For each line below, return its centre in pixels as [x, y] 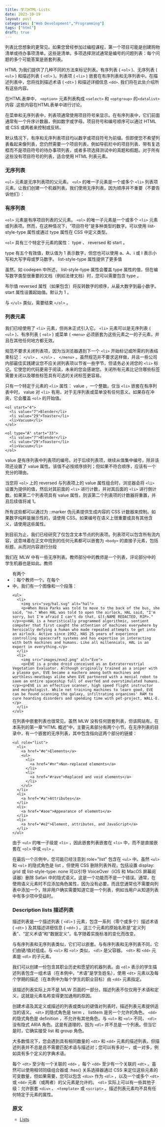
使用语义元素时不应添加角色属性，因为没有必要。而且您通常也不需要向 [83, 883]
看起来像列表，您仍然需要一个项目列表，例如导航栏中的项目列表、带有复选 [84, 144]
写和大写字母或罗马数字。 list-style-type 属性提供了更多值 [64, 259]
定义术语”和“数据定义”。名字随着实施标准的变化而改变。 [82, 934]
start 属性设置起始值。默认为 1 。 [38, 292]
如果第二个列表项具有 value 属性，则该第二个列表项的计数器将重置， [83, 495]
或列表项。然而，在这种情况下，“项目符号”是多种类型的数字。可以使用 [76, 226]
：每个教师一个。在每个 [36, 579]
